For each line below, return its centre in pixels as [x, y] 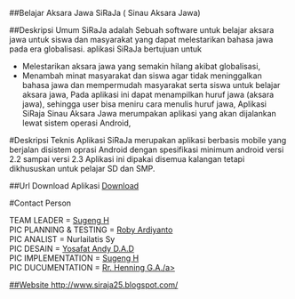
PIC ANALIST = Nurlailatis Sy [62, 239]
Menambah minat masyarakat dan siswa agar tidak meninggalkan [142, 76]
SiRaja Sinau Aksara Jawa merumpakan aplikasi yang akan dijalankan [149, 113]
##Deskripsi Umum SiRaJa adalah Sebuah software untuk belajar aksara [142, 30]
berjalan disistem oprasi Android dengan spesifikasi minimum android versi [147, 149]
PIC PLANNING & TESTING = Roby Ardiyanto [91, 230]
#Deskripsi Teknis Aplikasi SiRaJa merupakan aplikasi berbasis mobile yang [148, 140]
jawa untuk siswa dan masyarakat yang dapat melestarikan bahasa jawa [141, 40]
